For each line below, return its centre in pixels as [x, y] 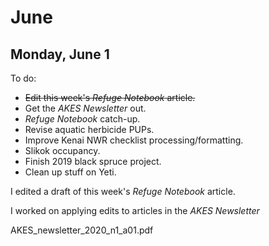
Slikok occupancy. [62, 150]
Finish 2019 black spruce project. [93, 161]
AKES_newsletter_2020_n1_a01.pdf [82, 230]
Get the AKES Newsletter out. [85, 108]
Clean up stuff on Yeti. [70, 172]
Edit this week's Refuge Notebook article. [110, 97]
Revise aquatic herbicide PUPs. [89, 129]
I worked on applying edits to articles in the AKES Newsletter [135, 210]
